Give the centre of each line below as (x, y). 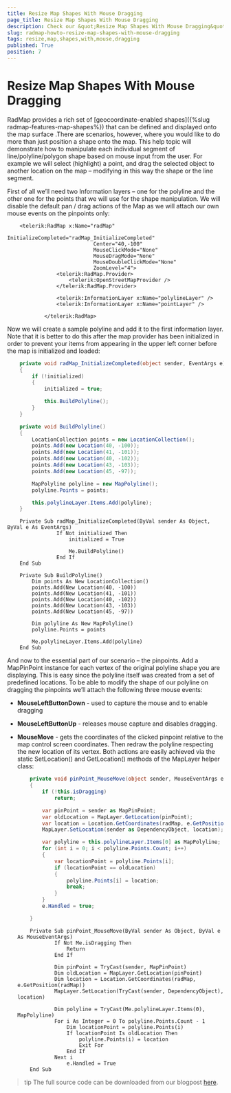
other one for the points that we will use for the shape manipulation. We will (114, 198)
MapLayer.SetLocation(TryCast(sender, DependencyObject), (139, 991)
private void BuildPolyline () (63, 426)
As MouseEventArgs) (45, 937)
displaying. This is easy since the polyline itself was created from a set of (111, 675)
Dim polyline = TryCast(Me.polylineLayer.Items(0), (130, 1009)
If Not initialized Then (92, 534)
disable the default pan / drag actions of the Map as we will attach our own (113, 206)
